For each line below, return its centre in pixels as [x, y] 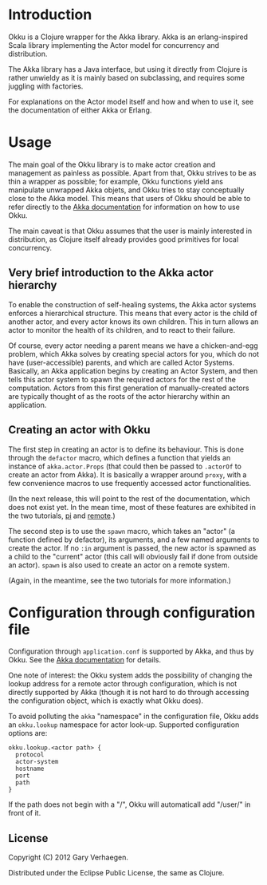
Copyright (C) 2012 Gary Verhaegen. [69, 857]
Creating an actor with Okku [79, 430]
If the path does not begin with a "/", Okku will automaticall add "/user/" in [130, 804]
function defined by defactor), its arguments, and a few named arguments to [134, 539]
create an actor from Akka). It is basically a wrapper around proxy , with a [128, 474]
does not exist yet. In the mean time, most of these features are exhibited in [132, 507]
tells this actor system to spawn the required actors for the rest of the [122, 379]
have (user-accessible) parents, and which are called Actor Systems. [122, 362]
